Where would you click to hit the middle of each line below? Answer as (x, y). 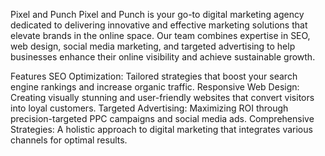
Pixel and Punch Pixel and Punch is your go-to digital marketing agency (157, 14)
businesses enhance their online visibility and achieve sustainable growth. (163, 57)
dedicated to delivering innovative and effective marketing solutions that (159, 25)
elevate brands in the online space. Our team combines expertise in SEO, (160, 35)
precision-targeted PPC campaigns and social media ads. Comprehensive (162, 118)
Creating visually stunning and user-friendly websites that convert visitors (162, 97)
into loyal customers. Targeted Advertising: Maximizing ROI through (149, 108)
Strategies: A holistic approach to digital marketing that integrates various (161, 129)
